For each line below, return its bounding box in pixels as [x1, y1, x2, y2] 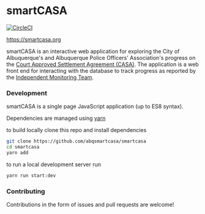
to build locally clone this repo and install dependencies [6, 127, 147, 134]
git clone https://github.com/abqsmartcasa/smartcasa [6, 138, 147, 144]
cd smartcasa [6, 144, 40, 150]
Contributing [6, 187, 45, 196]
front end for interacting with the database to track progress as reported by [6, 67, 196, 74]
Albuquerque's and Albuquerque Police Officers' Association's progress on [6, 54, 196, 61]
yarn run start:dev [6, 172, 56, 179]
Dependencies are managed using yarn [6, 114, 106, 122]
